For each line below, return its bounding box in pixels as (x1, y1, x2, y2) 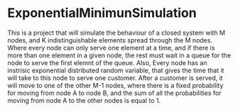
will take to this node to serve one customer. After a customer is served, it (7, 73, 223, 82)
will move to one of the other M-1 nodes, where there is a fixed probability (7, 81, 224, 89)
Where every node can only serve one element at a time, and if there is (7, 43, 215, 52)
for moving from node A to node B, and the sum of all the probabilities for (7, 89, 222, 97)
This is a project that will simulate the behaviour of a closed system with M (7, 28, 226, 37)
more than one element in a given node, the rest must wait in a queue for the (7, 51, 232, 60)
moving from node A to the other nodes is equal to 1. (7, 96, 161, 104)
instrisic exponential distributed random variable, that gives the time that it (7, 66, 225, 74)
